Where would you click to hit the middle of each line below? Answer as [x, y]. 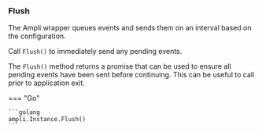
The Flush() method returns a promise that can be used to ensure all [120, 66]
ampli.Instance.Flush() [47, 120]
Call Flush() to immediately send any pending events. [95, 52]
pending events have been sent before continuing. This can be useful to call [131, 75]
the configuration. [37, 36]
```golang [24, 112]
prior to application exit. [46, 83]
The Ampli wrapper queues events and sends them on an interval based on [130, 28]
